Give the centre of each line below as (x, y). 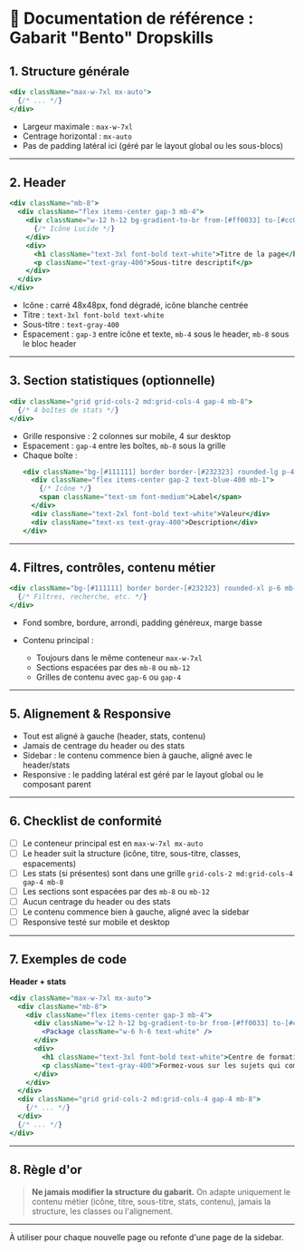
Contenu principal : (58, 640)
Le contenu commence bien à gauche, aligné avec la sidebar (136, 912)
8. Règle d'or (46, 1170)
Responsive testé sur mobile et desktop (96, 922)
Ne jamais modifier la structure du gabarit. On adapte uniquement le (161, 1191)
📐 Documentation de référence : (132, 19)
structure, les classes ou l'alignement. (102, 1211)
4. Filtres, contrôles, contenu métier (112, 567)
